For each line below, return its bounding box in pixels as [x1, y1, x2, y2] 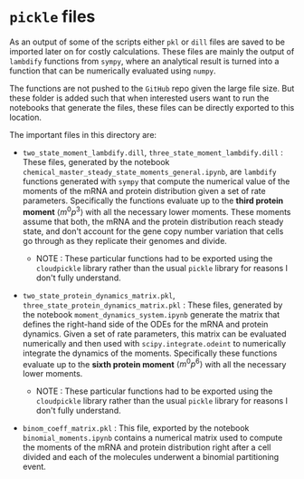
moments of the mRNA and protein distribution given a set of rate [22, 185, 266, 196]
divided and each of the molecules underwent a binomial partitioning [22, 452, 280, 463]
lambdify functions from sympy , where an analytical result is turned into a [9, 55, 280, 66]
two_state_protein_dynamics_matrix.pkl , [22, 289, 176, 300]
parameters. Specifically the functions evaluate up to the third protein [22, 195, 284, 206]
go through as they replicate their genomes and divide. [22, 235, 228, 246]
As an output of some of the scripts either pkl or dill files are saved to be [9, 36, 286, 47]
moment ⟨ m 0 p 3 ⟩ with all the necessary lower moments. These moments [22, 204, 291, 217]
